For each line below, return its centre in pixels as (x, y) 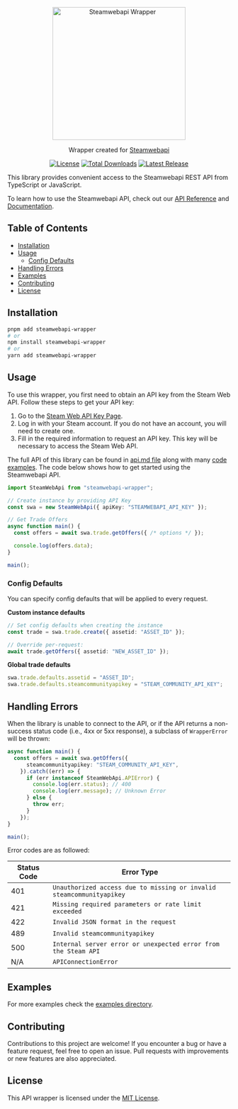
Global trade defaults (39, 665)
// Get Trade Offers (38, 520)
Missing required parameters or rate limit (127, 904)
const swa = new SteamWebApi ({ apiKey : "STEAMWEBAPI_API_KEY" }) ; (107, 507)
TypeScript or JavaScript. (45, 185)
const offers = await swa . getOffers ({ (71, 758)
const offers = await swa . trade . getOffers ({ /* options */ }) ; (109, 533)
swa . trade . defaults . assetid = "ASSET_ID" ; (71, 678)
